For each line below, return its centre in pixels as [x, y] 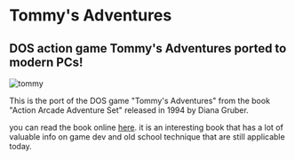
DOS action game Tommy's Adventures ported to [148, 48]
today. [21, 146]
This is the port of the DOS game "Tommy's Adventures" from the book [140, 100]
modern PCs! [46, 62]
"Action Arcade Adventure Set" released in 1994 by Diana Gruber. [129, 110]
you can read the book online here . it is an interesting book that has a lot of [147, 127]
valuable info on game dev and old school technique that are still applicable [147, 137]
